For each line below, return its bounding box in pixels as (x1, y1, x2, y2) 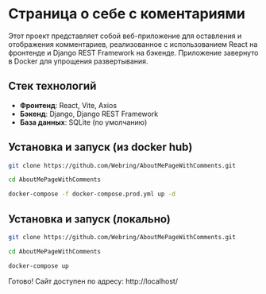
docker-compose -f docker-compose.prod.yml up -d (8, 190, 176, 199)
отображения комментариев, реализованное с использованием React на (8, 39, 258, 48)
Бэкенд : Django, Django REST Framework (19, 109, 159, 118)
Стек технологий (8, 79, 97, 93)
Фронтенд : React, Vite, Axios (19, 100, 118, 110)
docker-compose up (8, 261, 69, 270)
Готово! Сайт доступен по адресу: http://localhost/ (8, 276, 179, 286)
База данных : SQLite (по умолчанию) (19, 117, 148, 127)
